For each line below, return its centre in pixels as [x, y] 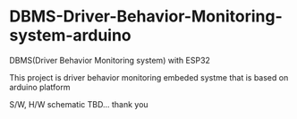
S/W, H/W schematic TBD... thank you [79, 104]
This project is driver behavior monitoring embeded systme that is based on [149, 77]
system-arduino [70, 35]
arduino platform [40, 87]
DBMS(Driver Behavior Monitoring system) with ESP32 [110, 60]
